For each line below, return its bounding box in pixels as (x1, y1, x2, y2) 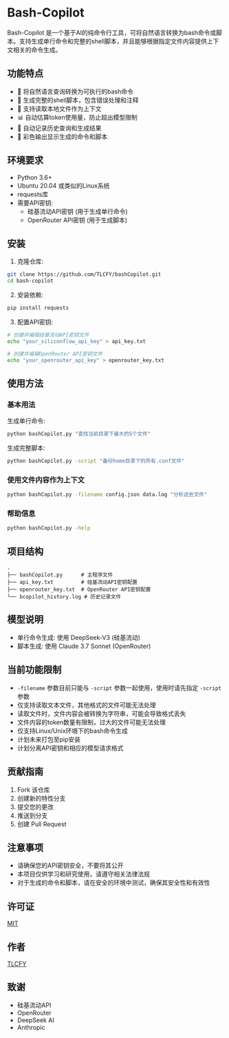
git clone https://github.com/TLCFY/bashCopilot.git (7, 271, 162, 278)
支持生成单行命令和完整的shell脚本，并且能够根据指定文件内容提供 (19, 36, 208, 45)
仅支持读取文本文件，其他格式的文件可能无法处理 (17, 700, 156, 709)
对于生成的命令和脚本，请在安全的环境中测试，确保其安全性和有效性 (17, 878, 210, 887)
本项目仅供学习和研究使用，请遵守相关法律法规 (17, 870, 150, 878)
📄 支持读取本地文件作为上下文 (17, 105, 102, 113)
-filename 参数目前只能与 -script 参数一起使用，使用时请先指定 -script (17, 683, 222, 692)
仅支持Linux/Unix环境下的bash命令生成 (17, 726, 129, 735)
